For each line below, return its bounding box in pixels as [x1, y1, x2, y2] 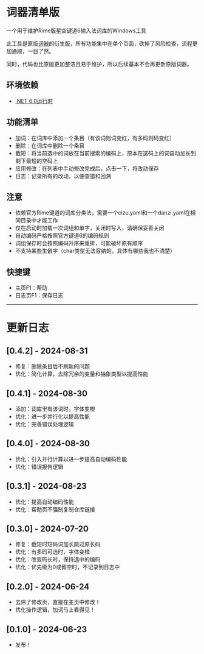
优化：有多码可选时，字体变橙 [15, 548, 90, 555]
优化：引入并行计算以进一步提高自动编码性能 [15, 455, 127, 463]
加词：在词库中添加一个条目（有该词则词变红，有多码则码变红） [15, 134, 175, 141]
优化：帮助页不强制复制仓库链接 [15, 505, 95, 513]
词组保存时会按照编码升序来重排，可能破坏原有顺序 [15, 240, 143, 247]
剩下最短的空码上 [15, 157, 58, 165]
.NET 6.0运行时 [15, 97, 53, 104]
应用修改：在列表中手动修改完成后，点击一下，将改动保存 [15, 165, 159, 172]
